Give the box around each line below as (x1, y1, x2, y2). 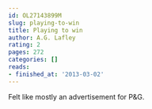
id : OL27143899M (8, 11, 62, 20)
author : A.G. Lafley (8, 33, 77, 42)
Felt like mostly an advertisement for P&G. (8, 92, 145, 101)
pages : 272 (8, 48, 44, 56)
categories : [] (8, 56, 59, 64)
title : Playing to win (8, 26, 83, 34)
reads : (8, 63, 30, 71)
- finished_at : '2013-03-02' (8, 70, 104, 78)
